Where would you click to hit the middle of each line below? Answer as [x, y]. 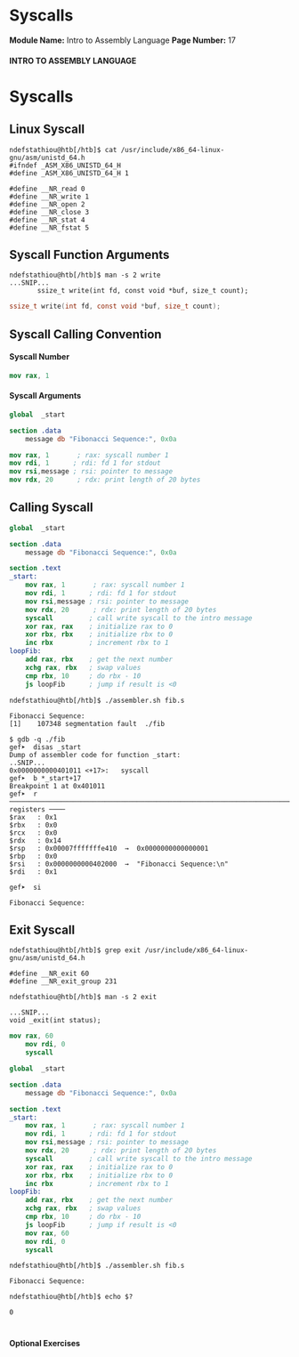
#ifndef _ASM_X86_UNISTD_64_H [65, 166]
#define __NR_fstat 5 [49, 228]
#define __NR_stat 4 [48, 220]
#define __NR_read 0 [48, 189]
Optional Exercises [45, 1343]
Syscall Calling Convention [85, 334]
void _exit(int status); [55, 1021]
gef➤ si [25, 887]
